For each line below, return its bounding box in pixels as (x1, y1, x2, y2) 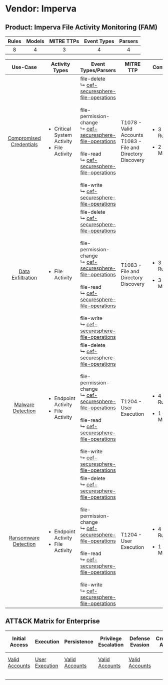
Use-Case (11, 64, 37, 71)
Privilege (99, 635, 122, 642)
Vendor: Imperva (5, 3, 76, 15)
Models (26, 38, 44, 45)
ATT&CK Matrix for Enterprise (5, 617, 100, 625)
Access (9, 641, 28, 648)
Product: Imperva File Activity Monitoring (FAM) (5, 23, 157, 32)
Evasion (129, 641, 150, 648)
